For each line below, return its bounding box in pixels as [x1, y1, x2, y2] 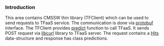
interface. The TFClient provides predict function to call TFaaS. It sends [5, 25, 149, 31]
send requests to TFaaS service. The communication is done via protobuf [5, 20, 153, 26]
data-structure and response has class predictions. [5, 35, 109, 41]
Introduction [5, 4, 35, 11]
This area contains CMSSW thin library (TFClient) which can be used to [5, 15, 149, 21]
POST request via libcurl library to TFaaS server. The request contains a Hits [5, 31, 159, 36]
